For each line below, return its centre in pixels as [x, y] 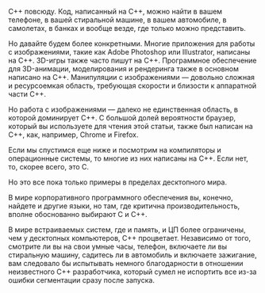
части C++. [27, 94]
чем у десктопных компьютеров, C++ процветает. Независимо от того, [130, 238]
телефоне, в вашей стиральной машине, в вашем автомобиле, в [117, 20]
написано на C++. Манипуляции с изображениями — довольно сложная [132, 77]
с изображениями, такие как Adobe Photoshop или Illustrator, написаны [129, 52]
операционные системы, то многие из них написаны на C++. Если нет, [128, 158]
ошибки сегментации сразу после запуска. [81, 280]
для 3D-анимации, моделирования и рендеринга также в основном [124, 69]
